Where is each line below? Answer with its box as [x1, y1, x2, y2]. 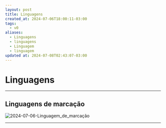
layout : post [5, 7, 32, 12]
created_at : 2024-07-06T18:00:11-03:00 [5, 16, 87, 21]
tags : [5, 21, 16, 26]
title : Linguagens [5, 12, 43, 17]
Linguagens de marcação [5, 99, 85, 108]
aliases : [5, 30, 23, 35]
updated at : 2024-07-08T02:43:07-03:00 [5, 53, 87, 58]
